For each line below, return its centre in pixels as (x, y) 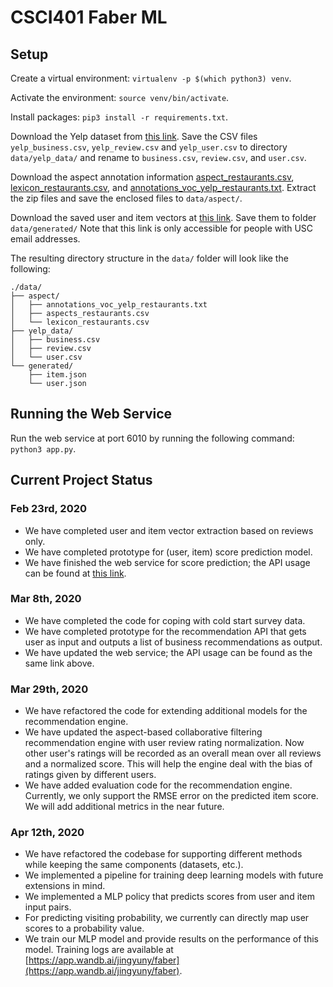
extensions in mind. (65, 886)
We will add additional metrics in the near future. (124, 807)
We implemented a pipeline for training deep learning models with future (174, 875)
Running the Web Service (91, 414)
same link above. (59, 663)
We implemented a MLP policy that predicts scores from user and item (169, 897)
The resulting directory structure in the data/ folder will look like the (149, 258)
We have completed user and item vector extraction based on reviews (169, 530)
